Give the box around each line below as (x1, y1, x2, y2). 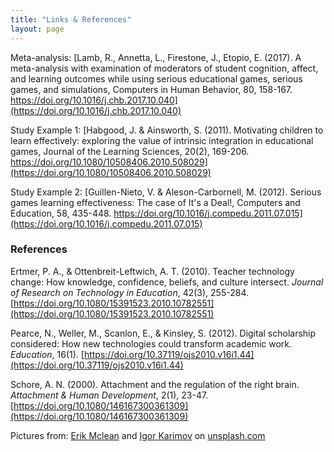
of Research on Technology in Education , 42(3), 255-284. (10, 286, 249, 298)
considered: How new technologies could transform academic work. (10, 337, 293, 350)
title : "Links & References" (10, 14, 132, 25)
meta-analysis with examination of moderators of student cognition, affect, (10, 62, 319, 74)
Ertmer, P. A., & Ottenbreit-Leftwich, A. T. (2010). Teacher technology (10, 265, 295, 277)
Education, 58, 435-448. (10, 207, 112, 219)
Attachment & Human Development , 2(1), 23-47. (10, 389, 209, 401)
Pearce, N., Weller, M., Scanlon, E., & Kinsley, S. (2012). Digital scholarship (10, 327, 317, 339)
